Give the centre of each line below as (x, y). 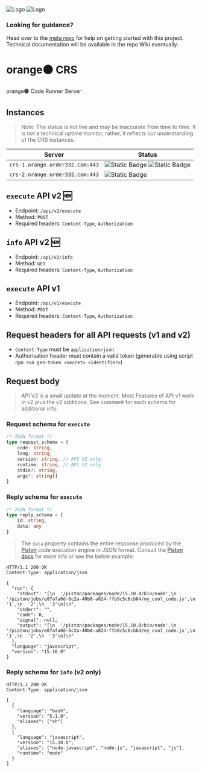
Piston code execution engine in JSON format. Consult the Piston (102, 549)
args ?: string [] (38, 476)
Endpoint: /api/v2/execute (48, 210)
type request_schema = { (37, 442)
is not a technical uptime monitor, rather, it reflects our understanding (107, 133)
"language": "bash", (43, 711)
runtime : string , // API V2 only (59, 464)
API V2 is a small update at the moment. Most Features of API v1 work (108, 396)
